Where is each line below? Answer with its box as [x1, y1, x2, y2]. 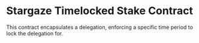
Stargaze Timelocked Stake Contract [6, 4, 194, 18]
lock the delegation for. [6, 29, 64, 37]
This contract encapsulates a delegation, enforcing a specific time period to [6, 24, 194, 31]
